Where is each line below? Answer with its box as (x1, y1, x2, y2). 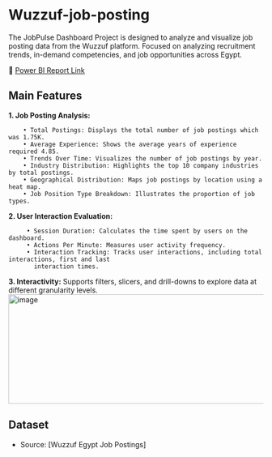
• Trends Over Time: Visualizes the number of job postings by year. (23, 154, 263, 163)
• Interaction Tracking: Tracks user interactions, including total (26, 248, 263, 256)
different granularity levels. (8, 285, 99, 295)
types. (8, 197, 31, 205)
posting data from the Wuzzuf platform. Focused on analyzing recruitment (8, 41, 256, 50)
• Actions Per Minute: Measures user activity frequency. (26, 241, 227, 249)
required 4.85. (8, 147, 60, 156)
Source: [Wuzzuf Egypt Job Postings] (19, 439, 147, 449)
